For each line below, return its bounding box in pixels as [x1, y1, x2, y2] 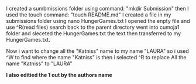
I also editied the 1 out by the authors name [6, 72, 112, 78]
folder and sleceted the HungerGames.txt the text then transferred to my [6, 30, 181, 37]
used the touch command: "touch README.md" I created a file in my [6, 11, 171, 18]
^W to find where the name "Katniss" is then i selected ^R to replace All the [6, 54, 187, 61]
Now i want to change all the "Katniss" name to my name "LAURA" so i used [6, 48, 189, 55]
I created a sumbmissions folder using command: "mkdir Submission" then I [6, 5, 189, 12]
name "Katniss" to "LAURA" [6, 60, 73, 67]
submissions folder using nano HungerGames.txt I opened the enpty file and [6, 18, 190, 24]
